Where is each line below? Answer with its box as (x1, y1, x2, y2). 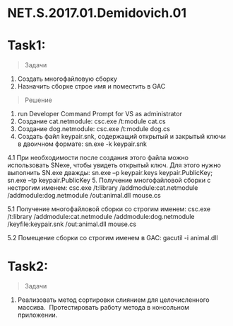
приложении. (17, 310, 58, 320)
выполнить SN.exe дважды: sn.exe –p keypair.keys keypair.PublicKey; (7, 169, 213, 177)
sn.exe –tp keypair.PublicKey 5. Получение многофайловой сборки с (7, 176, 211, 185)
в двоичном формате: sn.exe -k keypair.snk (17, 140, 147, 148)
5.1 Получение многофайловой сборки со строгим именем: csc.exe (7, 205, 210, 213)
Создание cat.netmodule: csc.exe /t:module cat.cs (17, 117, 166, 125)
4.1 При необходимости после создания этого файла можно (7, 154, 189, 162)
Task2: (7, 259, 48, 274)
